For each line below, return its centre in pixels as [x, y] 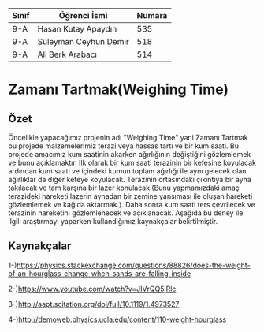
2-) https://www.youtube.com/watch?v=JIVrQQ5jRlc [92, 289]
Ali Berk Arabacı [67, 54]
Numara [152, 15]
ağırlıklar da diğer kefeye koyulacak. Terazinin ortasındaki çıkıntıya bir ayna [130, 179]
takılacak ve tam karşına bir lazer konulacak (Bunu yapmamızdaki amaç [124, 188]
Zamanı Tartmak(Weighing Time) [119, 90]
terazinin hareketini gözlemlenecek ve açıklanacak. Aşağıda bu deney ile [126, 213]
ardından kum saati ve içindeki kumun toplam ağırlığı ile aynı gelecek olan [127, 171]
